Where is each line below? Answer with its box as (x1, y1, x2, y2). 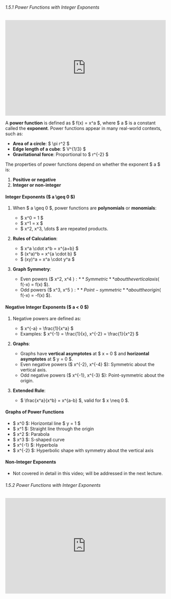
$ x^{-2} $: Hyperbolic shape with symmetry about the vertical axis (12, 447, 154, 453)
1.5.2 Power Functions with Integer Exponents (5, 482, 101, 488)
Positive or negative (12, 176, 56, 183)
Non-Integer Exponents (5, 459, 56, 465)
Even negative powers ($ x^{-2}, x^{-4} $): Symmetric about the (20, 361, 155, 367)
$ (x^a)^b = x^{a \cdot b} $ (20, 251, 76, 257)
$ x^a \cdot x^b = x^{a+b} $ (20, 245, 79, 252)
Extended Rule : (12, 387, 46, 394)
